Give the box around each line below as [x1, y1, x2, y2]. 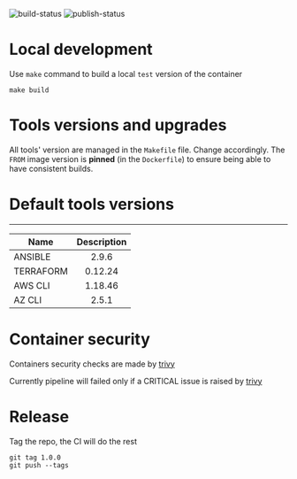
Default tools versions [9, 195, 175, 214]
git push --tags [9, 460, 69, 469]
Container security [9, 329, 150, 349]
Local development [9, 40, 153, 59]
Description [76, 236, 127, 248]
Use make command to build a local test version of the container [9, 68, 243, 79]
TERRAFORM [13, 265, 69, 277]
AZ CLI [13, 293, 42, 305]
